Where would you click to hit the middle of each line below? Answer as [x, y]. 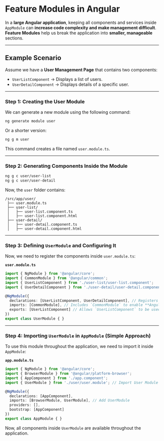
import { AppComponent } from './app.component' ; [57, 378]
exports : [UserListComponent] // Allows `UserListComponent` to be [80, 310]
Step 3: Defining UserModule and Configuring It [61, 245]
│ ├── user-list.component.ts [40, 211]
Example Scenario [33, 58]
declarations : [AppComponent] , [41, 396]
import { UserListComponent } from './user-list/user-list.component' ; [79, 282]
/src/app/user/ [20, 199]
